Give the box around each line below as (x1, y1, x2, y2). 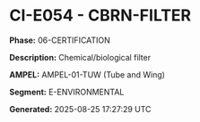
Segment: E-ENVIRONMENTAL (9, 86, 125, 97)
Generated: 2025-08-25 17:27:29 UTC (9, 103, 152, 114)
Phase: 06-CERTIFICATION (9, 35, 110, 45)
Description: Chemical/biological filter (9, 52, 151, 62)
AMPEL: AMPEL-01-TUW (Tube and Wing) (9, 69, 166, 80)
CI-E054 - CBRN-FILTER (9, 5, 192, 26)
